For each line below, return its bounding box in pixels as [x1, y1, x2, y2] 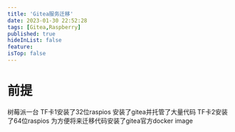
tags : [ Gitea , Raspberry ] [7, 23, 81, 31]
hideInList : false [7, 37, 62, 44]
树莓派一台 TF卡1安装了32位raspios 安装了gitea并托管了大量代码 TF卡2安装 [7, 107, 228, 116]
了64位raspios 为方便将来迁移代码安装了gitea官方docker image [7, 116, 194, 125]
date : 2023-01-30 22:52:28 [7, 17, 88, 24]
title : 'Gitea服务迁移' [7, 10, 73, 18]
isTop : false [7, 50, 46, 57]
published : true [7, 30, 56, 38]
